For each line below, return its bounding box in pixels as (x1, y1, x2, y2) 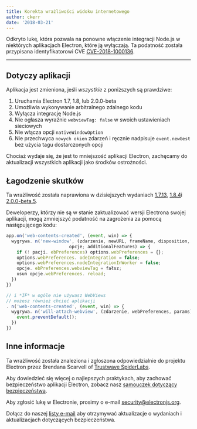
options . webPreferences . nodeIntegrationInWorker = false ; (16, 260, 161, 266)
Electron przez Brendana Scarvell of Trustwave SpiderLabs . (6, 363, 151, 370)
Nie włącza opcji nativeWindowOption (14, 129, 104, 136)
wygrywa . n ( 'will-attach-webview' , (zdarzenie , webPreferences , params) (11, 309, 193, 315)
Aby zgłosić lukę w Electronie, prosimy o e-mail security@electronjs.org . (6, 398, 181, 406)
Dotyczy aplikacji (6, 70, 70, 80)
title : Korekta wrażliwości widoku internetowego (6, 8, 130, 15)
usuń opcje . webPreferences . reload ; (16, 271, 107, 277)
